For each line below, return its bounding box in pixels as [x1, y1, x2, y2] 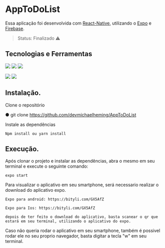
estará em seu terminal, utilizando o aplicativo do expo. [5, 219, 131, 224]
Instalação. [5, 89, 41, 97]
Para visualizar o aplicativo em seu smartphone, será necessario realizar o [5, 182, 159, 188]
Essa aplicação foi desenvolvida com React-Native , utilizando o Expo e [5, 20, 152, 26]
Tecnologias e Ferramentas [5, 50, 93, 58]
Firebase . [5, 25, 25, 31]
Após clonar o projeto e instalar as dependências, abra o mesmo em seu [5, 158, 155, 164]
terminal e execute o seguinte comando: [5, 163, 89, 169]
